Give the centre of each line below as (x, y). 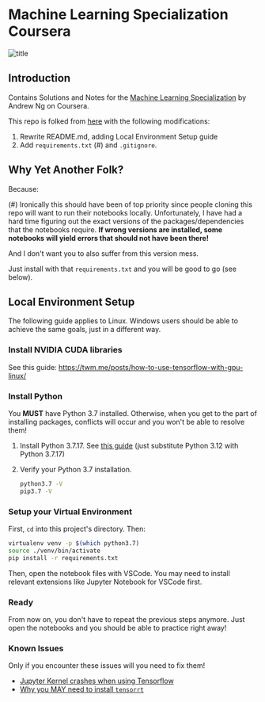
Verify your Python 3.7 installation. (76, 469)
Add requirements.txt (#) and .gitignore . (88, 145)
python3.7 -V (41, 484)
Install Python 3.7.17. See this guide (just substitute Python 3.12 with (129, 445)
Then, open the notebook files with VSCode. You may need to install (119, 573)
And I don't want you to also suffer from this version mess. (104, 253)
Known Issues (36, 648)
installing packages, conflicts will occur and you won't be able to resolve (127, 422)
